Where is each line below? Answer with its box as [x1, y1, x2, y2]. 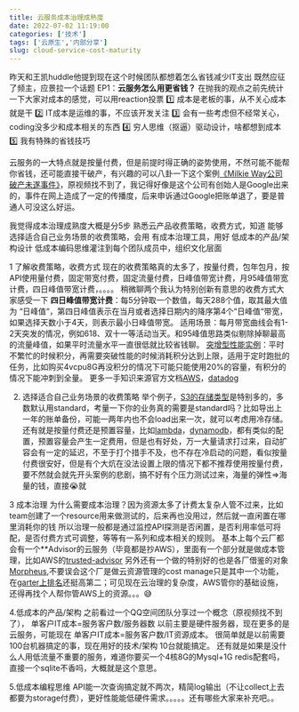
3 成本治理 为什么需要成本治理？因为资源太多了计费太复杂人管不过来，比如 [9, 500, 284, 510]
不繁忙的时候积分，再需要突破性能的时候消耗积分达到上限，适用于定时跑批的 [9, 350, 290, 361]
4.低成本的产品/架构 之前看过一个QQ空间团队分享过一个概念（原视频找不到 [9, 607, 283, 618]
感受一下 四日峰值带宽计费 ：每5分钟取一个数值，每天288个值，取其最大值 [16, 295, 288, 306]
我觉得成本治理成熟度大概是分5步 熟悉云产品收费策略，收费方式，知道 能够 [9, 220, 284, 231]
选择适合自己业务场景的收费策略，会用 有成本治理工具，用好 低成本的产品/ [9, 232, 282, 243]
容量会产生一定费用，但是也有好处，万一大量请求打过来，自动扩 [53, 436, 287, 447]
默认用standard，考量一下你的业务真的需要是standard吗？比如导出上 [29, 403, 283, 413]
